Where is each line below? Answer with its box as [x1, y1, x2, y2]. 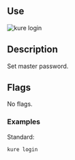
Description [7, 44, 58, 56]
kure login [7, 146, 38, 153]
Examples [7, 117, 41, 126]
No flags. [7, 100, 33, 108]
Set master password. [7, 62, 69, 70]
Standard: [7, 133, 35, 141]
